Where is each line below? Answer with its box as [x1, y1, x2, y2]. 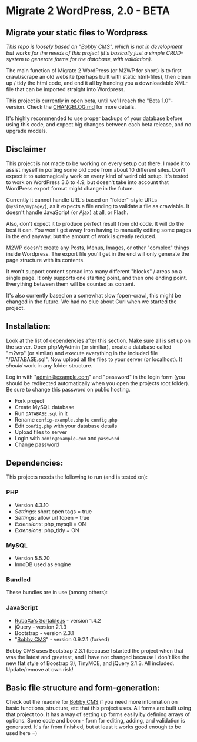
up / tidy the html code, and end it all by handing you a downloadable [6, 79, 173, 86]
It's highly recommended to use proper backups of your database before [6, 115, 183, 122]
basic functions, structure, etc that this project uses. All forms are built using [6, 704, 192, 712]
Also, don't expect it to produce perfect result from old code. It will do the [6, 220, 184, 227]
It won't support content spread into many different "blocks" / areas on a [6, 268, 182, 275]
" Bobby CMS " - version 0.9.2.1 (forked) [14, 636, 110, 643]
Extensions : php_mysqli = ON [14, 520, 86, 527]
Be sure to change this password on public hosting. [6, 386, 131, 393]
